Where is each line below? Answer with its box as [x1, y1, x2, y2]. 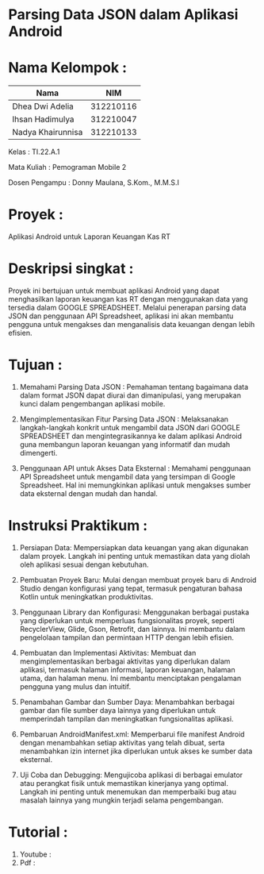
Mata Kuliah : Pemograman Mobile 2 [8, 163, 127, 172]
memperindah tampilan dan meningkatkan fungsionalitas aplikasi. [19, 714, 234, 723]
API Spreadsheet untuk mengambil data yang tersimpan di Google [19, 472, 235, 481]
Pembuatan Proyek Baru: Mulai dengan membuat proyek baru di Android [19, 575, 257, 584]
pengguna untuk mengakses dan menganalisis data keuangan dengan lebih [8, 320, 255, 329]
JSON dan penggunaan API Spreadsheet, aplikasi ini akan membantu [8, 311, 234, 321]
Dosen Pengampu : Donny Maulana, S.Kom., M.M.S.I [8, 178, 180, 187]
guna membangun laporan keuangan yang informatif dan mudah [19, 439, 231, 449]
